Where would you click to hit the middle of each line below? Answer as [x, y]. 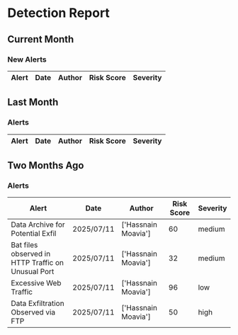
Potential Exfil [34, 234]
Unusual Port [33, 272]
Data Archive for [38, 225]
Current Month [41, 39]
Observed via [33, 312]
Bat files [24, 245]
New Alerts [27, 59]
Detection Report [58, 13]
